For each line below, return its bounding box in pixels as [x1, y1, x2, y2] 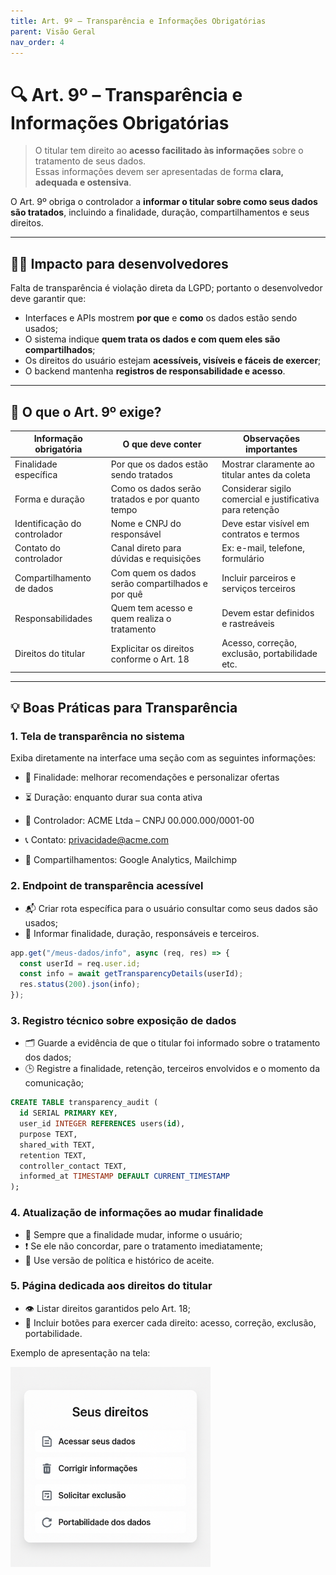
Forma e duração [14, 493, 85, 505]
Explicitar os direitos [110, 642, 195, 654]
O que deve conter [122, 438, 202, 450]
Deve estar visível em [221, 518, 310, 530]
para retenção [221, 503, 280, 515]
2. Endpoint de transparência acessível [10, 879, 204, 893]
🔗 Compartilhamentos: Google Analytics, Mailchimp [24, 854, 238, 866]
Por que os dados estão [110, 458, 209, 470]
